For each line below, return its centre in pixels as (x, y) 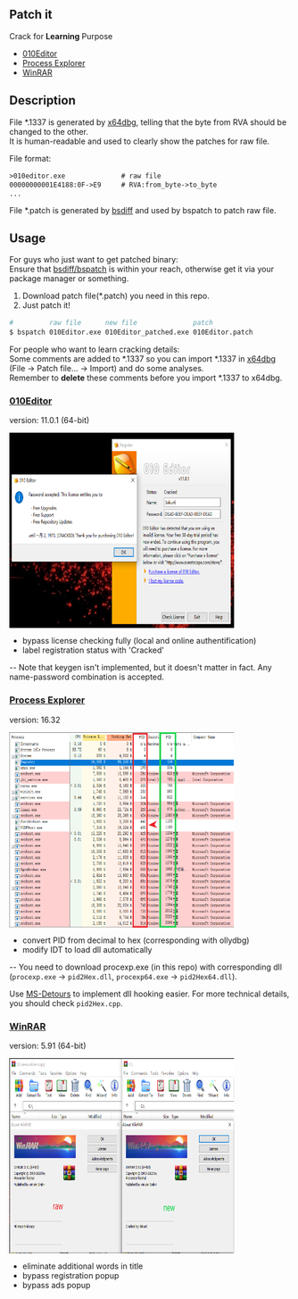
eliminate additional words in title (83, 1266)
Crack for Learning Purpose (61, 36)
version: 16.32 (35, 720)
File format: (30, 158)
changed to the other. (49, 131)
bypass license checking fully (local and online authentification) (139, 641)
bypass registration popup (70, 1276)
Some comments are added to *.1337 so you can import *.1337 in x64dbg (143, 359)
